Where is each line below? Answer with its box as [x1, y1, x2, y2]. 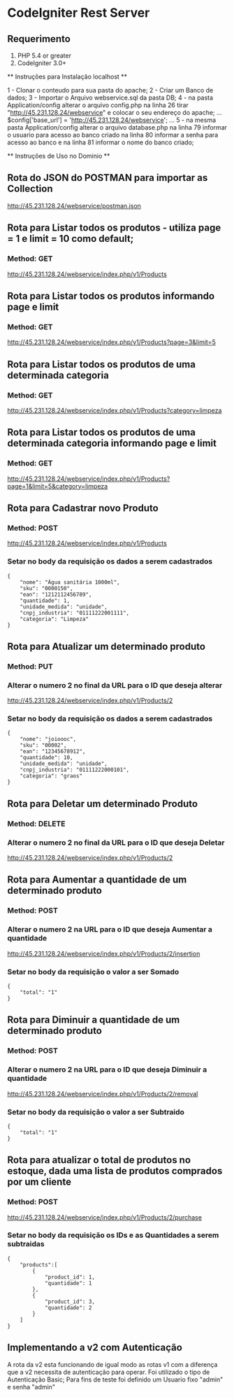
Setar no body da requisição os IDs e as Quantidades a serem [7, 1230, 219, 1240]
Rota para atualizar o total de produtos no [7, 1154, 191, 1166]
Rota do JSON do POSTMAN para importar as [7, 172, 208, 184]
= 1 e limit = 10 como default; [7, 233, 134, 245]
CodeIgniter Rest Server [7, 5, 150, 21]
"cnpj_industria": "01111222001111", [20, 609, 130, 616]
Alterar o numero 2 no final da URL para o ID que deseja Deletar [7, 838, 225, 847]
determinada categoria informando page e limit [7, 437, 217, 449]
